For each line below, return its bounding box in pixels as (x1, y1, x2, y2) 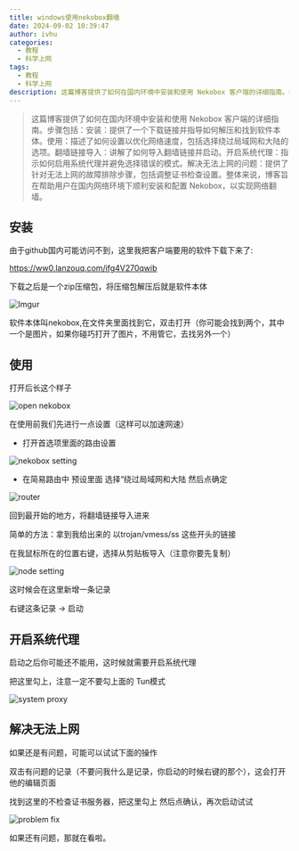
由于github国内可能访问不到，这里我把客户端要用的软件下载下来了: (9, 245, 254, 256)
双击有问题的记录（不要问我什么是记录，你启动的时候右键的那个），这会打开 (9, 765, 287, 776)
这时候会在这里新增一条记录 (9, 585, 111, 595)
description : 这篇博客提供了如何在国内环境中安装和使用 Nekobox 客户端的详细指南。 (9, 87, 289, 96)
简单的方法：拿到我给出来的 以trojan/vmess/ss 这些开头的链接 (9, 529, 237, 540)
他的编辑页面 (9, 777, 56, 788)
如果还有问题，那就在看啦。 (9, 832, 111, 843)
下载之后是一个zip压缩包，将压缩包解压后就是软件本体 (9, 282, 207, 292)
